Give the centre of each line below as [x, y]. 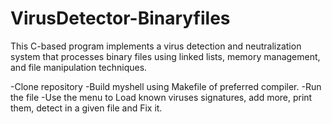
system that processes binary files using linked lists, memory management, [165, 56]
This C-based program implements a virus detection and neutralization [156, 46]
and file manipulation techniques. [79, 67]
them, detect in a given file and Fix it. [86, 108]
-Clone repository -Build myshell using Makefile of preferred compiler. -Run [166, 86]
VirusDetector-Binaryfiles [120, 18]
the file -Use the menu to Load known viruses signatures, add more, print [161, 97]
